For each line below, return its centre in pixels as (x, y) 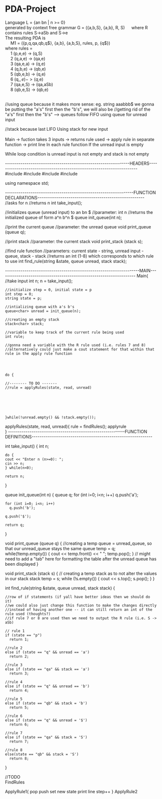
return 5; (19, 707)
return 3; (19, 673)
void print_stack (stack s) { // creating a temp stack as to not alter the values (81, 573)
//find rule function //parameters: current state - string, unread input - (74, 251)
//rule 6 (14, 716)
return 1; (19, 639)
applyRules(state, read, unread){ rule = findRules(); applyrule (66, 426)
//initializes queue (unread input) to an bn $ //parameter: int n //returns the (79, 212)
